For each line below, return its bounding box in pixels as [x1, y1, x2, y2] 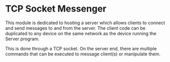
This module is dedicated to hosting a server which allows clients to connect [5, 20, 165, 26]
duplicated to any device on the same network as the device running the [5, 30, 157, 36]
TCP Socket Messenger [5, 3, 107, 15]
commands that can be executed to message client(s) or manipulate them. [5, 51, 161, 57]
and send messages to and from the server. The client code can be [5, 25, 146, 31]
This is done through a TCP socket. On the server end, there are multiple [5, 45, 157, 51]
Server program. [5, 36, 40, 42]
